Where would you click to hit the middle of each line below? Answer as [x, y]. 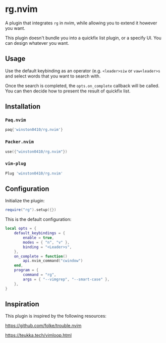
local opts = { [21, 229]
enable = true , [39, 238]
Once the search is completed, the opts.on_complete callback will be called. [82, 86]
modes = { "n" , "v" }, [46, 242]
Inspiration [22, 304]
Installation [23, 107]
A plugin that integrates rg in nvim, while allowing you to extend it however [81, 23]
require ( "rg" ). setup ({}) [31, 210]
